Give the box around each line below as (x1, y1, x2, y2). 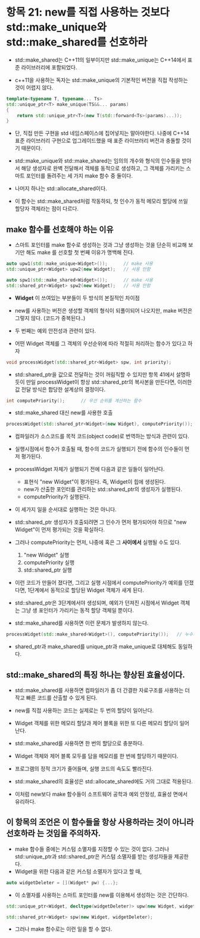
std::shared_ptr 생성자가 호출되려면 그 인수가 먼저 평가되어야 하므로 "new (14, 518, 187, 526)
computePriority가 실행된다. (23, 493, 90, 500)
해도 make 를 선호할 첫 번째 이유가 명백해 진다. (26, 249, 135, 256)
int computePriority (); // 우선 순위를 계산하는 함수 (6, 398, 142, 404)
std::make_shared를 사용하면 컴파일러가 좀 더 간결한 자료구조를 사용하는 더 (14, 686, 190, 693)
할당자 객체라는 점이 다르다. (14, 205, 79, 212)
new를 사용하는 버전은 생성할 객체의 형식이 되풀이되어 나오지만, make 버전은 (14, 307, 193, 314)
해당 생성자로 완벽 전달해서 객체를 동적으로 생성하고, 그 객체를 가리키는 (21, 165, 185, 172)
